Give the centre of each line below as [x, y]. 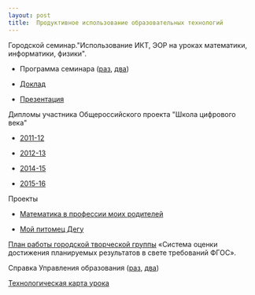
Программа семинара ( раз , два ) [74, 68]
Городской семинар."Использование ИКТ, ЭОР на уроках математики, [128, 45]
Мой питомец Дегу [52, 229]
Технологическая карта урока [59, 282]
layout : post [30, 15]
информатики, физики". [47, 53]
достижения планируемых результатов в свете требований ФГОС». [122, 253]
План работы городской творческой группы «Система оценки [113, 244]
